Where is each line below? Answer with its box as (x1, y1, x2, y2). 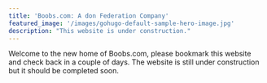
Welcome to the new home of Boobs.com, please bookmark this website (8, 49, 252, 59)
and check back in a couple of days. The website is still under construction (8, 57, 260, 67)
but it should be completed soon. (8, 66, 120, 76)
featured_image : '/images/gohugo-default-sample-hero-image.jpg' (8, 19, 234, 27)
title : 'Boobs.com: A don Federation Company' (8, 11, 169, 20)
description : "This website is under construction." (8, 27, 191, 35)
